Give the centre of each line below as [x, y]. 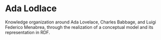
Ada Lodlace [31, 9]
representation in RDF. [28, 32]
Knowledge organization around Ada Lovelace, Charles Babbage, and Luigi [81, 22]
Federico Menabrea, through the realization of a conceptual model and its [79, 27]
